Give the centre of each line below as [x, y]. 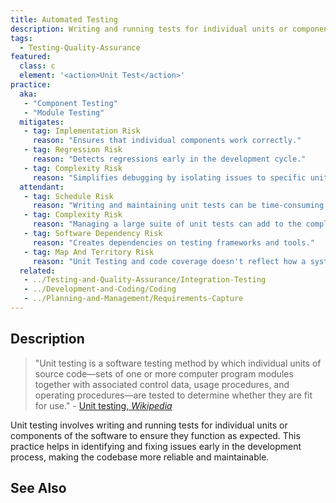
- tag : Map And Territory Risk [89, 252]
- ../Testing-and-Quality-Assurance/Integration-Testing [145, 280]
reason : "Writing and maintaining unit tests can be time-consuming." [182, 206]
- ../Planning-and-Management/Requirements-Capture [133, 299]
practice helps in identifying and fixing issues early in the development [156, 446]
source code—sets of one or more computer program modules [164, 373]
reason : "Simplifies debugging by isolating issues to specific [169, 177]
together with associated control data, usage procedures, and [162, 384]
